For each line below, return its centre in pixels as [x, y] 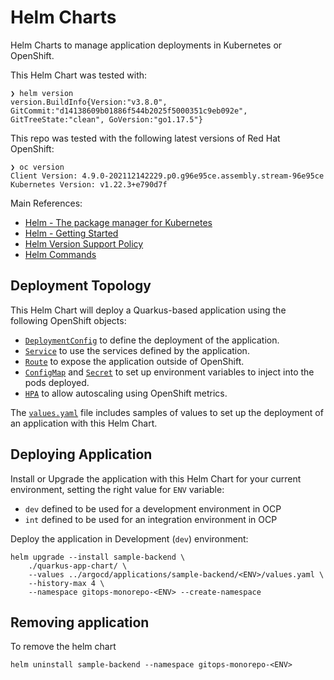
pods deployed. [57, 382]
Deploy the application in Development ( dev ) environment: [129, 538]
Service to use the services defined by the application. [137, 350]
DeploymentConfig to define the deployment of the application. [152, 340]
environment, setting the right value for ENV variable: [117, 489]
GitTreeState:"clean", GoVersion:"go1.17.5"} [106, 119]
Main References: [46, 203]
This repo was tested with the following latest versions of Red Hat [145, 138]
